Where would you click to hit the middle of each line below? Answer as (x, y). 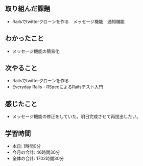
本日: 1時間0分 (26, 146)
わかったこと (24, 38)
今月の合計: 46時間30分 (36, 152)
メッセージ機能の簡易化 (36, 51)
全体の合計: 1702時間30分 (38, 159)
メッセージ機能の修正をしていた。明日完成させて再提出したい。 (76, 117)
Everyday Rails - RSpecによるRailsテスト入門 (58, 87)
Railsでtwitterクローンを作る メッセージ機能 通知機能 (68, 22)
